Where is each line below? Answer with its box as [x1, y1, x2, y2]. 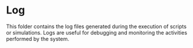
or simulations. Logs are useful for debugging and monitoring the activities [6, 29, 188, 36]
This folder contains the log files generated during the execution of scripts [6, 23, 187, 30]
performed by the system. [6, 35, 70, 42]
